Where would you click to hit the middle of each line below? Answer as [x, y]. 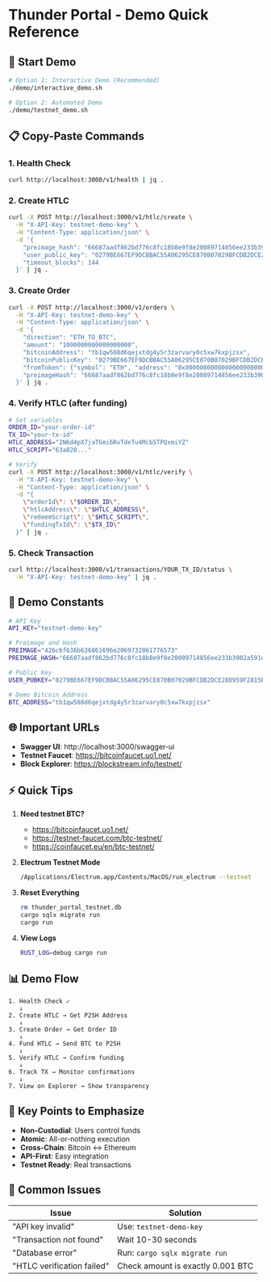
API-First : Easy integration [64, 1156]
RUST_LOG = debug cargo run [63, 952]
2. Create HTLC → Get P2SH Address [68, 1015]
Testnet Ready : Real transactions [75, 1165]
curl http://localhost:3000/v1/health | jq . [86, 180]
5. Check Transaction [51, 553]
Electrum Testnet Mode [60, 863]
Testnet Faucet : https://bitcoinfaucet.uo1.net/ [96, 755]
